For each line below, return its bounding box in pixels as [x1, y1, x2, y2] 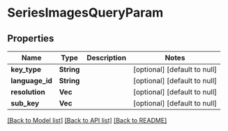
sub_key [10, 98, 40, 108]
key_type [10, 64, 42, 74]
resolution [10, 87, 45, 96]
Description [86, 53, 127, 62]
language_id [10, 76, 52, 85]
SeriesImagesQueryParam [7, 5, 164, 21]
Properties [7, 33, 54, 44]
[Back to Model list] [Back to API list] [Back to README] [7, 116, 167, 124]
